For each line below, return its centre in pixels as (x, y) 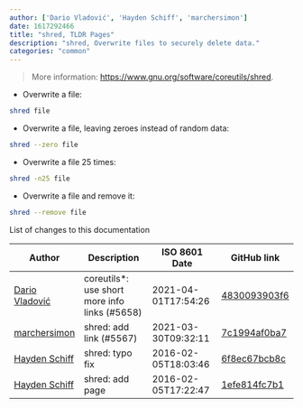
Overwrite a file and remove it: (78, 196)
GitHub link (255, 257)
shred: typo (108, 353)
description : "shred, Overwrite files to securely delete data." (134, 43)
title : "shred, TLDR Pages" (62, 34)
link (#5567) (111, 338)
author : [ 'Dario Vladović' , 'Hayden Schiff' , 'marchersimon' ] (129, 18)
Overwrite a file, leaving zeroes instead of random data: (126, 128)
